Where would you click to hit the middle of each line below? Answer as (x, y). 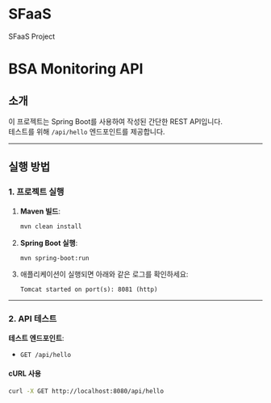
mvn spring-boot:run (54, 258)
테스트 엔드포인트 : (36, 338)
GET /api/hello (46, 355)
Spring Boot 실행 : (49, 243)
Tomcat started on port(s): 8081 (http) (89, 290)
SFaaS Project (32, 36)
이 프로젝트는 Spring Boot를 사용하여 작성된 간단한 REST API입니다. (116, 121)
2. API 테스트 (33, 319)
